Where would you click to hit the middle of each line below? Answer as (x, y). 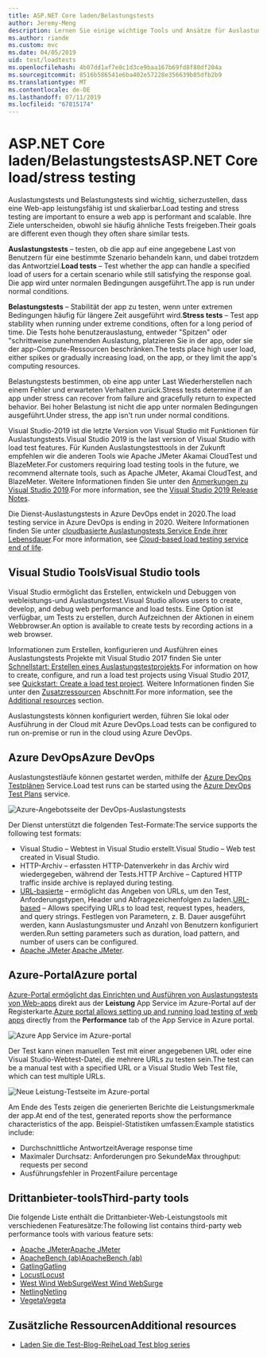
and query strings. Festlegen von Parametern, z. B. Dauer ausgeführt (133, 916)
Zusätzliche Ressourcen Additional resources (122, 1326)
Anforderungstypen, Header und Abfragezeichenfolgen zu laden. (126, 899)
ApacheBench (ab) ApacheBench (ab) (81, 1258)
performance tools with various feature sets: (81, 1234)
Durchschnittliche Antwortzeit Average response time (106, 1148)
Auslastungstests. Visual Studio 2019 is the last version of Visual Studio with (132, 440)
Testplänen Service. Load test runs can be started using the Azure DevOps (130, 785)
